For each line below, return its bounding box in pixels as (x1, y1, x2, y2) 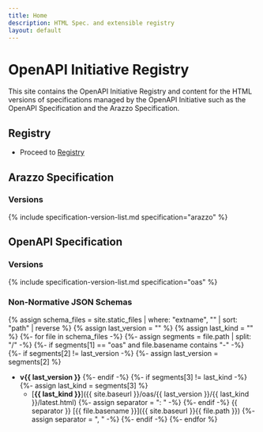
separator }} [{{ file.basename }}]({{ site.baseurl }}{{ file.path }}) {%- (31, 406, 255, 415)
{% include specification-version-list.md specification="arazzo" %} (8, 212, 228, 222)
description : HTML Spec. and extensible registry (8, 19, 175, 27)
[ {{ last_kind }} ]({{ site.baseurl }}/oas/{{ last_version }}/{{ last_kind (31, 389, 250, 399)
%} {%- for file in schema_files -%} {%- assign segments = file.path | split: (8, 331, 251, 341)
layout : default (8, 26, 62, 34)
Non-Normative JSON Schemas (8, 296, 133, 308)
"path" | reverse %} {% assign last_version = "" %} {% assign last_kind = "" (8, 323, 254, 333)
